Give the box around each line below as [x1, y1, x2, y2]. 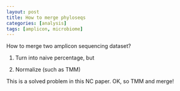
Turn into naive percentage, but [15, 54, 95, 61]
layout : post [6, 8, 40, 15]
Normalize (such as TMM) [15, 66, 81, 73]
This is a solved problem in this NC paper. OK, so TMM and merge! [6, 78, 174, 85]
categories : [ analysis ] [6, 20, 67, 26]
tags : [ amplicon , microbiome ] [6, 25, 84, 32]
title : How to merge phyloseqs [6, 15, 86, 21]
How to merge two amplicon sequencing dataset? [6, 42, 131, 50]
